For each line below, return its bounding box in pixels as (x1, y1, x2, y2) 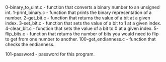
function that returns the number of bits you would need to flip (29, 31, 159, 36)
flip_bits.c (5, 31, 26, 36)
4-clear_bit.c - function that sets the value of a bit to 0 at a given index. (5, 25, 153, 31)
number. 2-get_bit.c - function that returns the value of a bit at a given (5, 15, 151, 20)
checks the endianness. (5, 41, 55, 47)
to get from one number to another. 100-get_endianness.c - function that (5, 36, 156, 42)
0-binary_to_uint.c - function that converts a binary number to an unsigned (5, 4, 160, 10)
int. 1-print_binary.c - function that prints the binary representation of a (5, 9, 152, 15)
